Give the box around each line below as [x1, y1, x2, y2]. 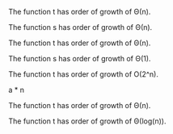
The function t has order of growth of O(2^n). [8, 69, 159, 79]
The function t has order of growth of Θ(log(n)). [8, 116, 167, 126]
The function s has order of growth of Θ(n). [8, 23, 153, 31]
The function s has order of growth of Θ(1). [8, 54, 151, 63]
